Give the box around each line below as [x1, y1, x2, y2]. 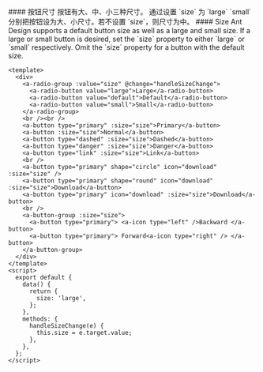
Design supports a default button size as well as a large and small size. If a [8, 26, 251, 35]
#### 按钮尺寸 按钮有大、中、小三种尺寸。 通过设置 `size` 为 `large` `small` [8, 7, 251, 17]
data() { [22, 280, 51, 288]
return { [28, 287, 58, 295]
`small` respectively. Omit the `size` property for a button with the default [8, 43, 245, 52]
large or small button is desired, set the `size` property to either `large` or [8, 34, 245, 43]
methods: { [22, 315, 58, 323]
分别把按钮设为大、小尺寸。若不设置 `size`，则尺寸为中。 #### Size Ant [8, 17, 242, 26]
